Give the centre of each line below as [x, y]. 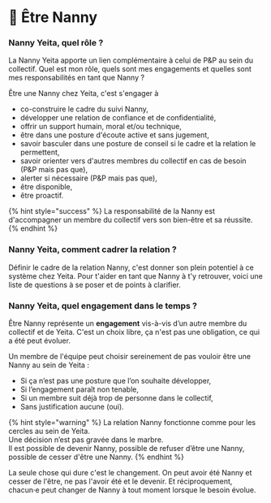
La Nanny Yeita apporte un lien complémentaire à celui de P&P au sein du [131, 60]
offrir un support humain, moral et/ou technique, [101, 127]
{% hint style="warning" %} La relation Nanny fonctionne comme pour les [132, 423]
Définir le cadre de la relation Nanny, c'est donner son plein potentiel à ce [131, 267]
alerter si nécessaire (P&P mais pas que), [89, 178]
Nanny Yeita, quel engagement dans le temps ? [103, 306]
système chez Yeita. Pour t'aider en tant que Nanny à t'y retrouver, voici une [136, 275]
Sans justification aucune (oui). [72, 407]
